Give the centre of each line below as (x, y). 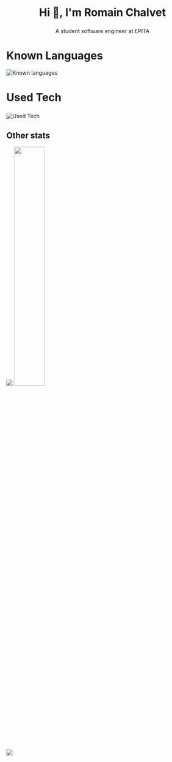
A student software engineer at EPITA (102, 31)
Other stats (28, 135)
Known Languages (55, 56)
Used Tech (34, 98)
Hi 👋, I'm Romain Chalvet (102, 13)
